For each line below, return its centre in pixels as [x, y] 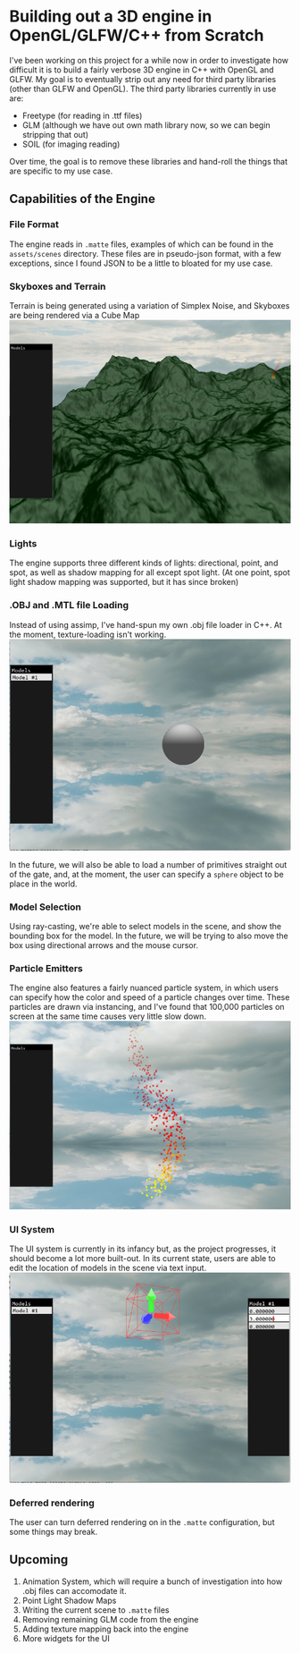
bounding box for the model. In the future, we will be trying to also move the [149, 936]
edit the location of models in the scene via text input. [108, 1267]
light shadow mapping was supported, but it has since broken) [124, 582]
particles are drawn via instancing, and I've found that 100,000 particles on [147, 1007]
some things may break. [54, 1532]
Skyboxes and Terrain [58, 286]
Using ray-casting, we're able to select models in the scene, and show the [146, 927]
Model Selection [46, 907]
